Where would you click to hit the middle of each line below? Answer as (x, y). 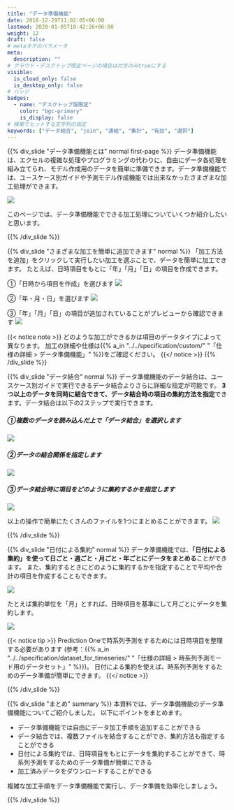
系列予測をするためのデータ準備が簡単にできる (85, 762)
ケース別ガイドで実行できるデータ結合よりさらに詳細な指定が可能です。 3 (119, 386)
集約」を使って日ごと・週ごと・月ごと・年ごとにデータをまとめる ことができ (117, 558)
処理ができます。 (37, 187)
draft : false (26, 40)
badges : (19, 99)
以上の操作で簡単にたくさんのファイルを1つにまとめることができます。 (109, 521)
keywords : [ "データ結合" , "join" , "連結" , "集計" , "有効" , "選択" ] (101, 131)
